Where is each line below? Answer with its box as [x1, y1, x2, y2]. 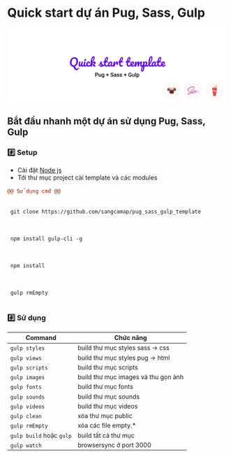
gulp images [10, 374, 45, 381]
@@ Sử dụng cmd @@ [7, 188, 61, 195]
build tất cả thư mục [77, 431, 135, 439]
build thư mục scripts [77, 363, 138, 371]
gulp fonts [10, 384, 42, 391]
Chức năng [114, 334, 148, 342]
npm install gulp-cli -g [10, 235, 82, 242]
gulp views [10, 355, 42, 362]
